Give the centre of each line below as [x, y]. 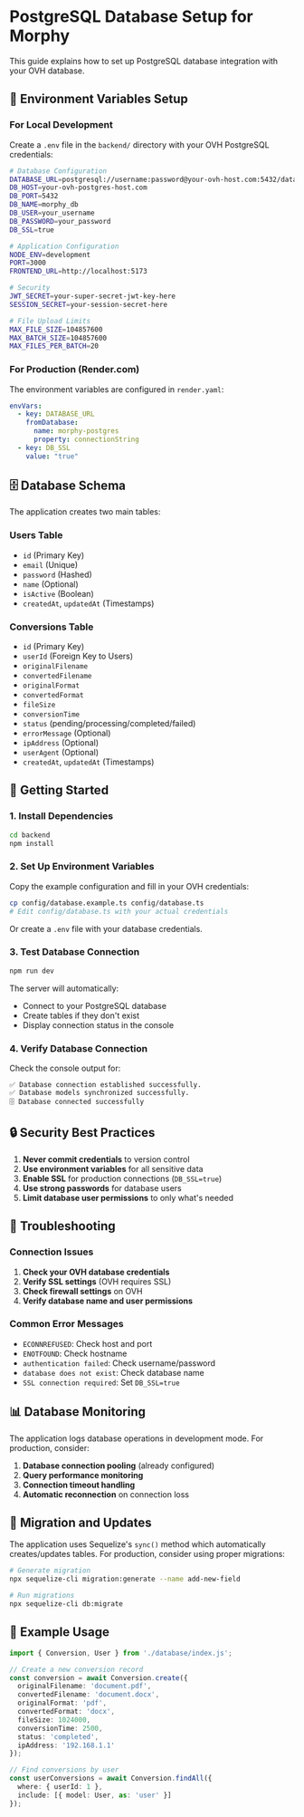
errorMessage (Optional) [66, 733]
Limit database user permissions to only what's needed [128, 1197]
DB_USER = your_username [52, 213]
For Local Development [61, 125]
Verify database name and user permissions [107, 1301]
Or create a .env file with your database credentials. [106, 928]
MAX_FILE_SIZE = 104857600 [56, 329]
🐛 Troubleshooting [62, 1226]
